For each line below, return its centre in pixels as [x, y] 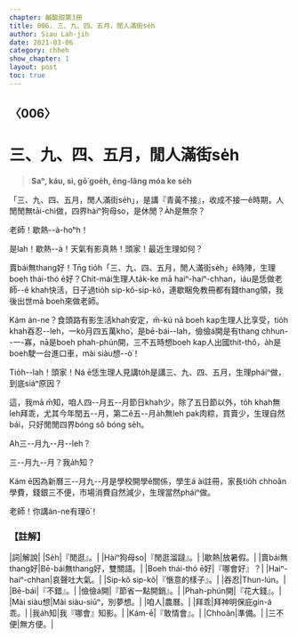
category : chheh [39, 51]
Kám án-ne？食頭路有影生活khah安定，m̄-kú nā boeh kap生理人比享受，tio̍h [149, 320]
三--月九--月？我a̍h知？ [52, 463]
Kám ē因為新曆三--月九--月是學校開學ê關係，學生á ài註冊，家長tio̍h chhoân [148, 481]
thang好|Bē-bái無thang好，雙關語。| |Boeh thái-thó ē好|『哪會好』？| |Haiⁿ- [148, 569]
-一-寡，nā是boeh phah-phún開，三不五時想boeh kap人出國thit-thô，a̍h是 [145, 343]
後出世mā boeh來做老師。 [56, 301]
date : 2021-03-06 [41, 42]
